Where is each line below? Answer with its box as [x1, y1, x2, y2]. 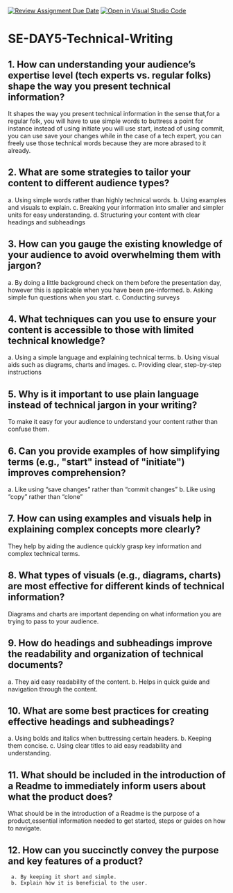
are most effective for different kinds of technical [8, 580, 225, 592]
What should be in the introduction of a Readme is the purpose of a [8, 810, 200, 818]
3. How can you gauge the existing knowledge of [8, 238, 223, 250]
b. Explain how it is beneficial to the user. [10, 879, 148, 886]
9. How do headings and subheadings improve [8, 637, 213, 649]
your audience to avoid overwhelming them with [8, 249, 221, 261]
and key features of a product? [8, 855, 144, 867]
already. [8, 147, 31, 154]
